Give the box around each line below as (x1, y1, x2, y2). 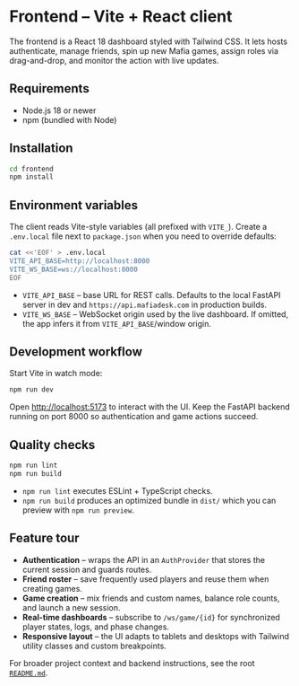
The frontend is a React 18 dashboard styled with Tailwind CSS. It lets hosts (9, 36, 288, 47)
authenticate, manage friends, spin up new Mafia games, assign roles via (9, 45, 279, 56)
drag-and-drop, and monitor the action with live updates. (9, 55, 219, 66)
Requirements (9, 81, 90, 96)
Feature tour (9, 531, 80, 546)
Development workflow (9, 344, 143, 360)
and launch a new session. (21, 602, 121, 612)
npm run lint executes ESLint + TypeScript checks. (21, 485, 213, 496)
